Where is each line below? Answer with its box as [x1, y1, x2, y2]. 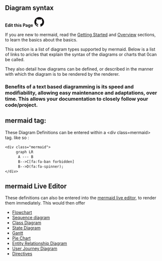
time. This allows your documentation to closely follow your [5, 95, 148, 102]
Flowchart [12, 209, 32, 215]
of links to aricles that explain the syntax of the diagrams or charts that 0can [5, 51, 157, 57]
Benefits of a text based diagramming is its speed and [5, 83, 134, 90]
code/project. [5, 102, 38, 108]
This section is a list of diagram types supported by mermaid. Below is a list [5, 46, 156, 52]
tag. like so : [5, 135, 29, 140]
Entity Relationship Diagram [12, 241, 67, 246]
